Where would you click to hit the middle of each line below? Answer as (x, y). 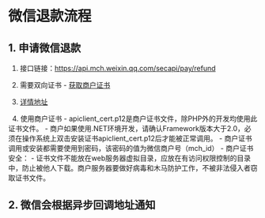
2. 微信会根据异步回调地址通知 (82, 205)
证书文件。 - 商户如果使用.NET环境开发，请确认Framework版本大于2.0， (127, 128)
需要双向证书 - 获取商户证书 (65, 85)
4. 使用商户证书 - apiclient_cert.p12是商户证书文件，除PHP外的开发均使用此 (134, 118)
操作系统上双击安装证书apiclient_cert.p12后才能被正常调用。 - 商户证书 (137, 138)
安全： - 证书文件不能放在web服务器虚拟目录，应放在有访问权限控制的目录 (130, 158)
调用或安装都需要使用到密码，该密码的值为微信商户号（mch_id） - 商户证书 (131, 148)
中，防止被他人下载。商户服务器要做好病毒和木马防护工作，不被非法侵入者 (129, 168)
